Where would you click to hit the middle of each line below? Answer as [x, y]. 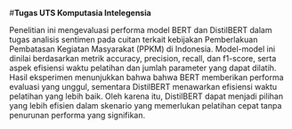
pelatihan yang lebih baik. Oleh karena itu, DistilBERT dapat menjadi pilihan [146, 96]
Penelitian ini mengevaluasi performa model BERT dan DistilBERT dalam [141, 30]
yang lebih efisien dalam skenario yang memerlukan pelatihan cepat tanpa [146, 105]
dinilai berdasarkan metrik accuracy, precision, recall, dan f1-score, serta [143, 58]
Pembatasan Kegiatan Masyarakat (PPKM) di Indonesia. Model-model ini [142, 49]
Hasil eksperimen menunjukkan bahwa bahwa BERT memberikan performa [146, 77]
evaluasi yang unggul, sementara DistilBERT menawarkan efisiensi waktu [143, 87]
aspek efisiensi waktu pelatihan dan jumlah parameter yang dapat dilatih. [143, 68]
